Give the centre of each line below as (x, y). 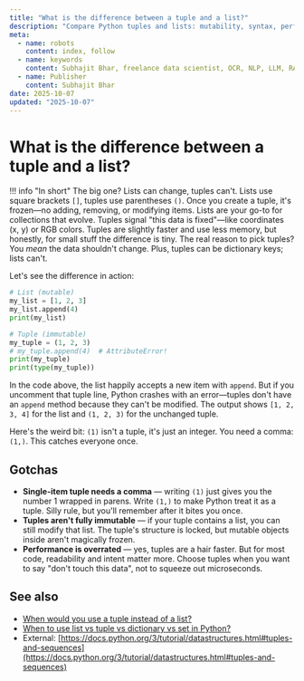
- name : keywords (50, 60)
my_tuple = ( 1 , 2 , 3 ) (50, 342)
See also (34, 597)
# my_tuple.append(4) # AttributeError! (89, 351)
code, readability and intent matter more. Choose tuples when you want (156, 559)
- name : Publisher (52, 77)
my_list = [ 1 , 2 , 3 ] (48, 301)
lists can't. (28, 258)
